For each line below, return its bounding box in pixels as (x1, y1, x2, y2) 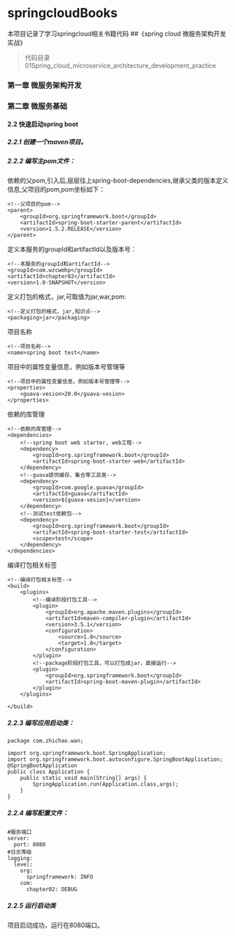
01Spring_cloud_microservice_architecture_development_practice (24, 61, 217, 70)
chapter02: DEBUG (25, 886, 78, 893)
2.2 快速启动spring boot (7, 120, 79, 128)
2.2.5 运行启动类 (7, 901, 56, 910)
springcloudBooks (7, 5, 118, 21)
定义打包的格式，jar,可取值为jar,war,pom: (7, 292, 127, 301)
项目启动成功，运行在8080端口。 (7, 920, 104, 929)
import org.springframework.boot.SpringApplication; (7, 749, 166, 756)
